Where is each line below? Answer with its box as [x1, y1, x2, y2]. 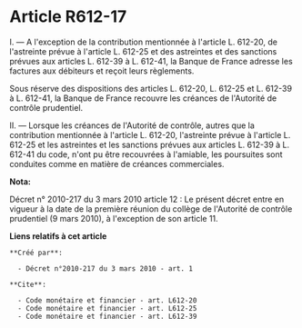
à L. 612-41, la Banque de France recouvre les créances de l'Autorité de [9, 93, 277, 104]
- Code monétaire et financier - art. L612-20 [17, 295, 197, 305]
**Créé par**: [9, 248, 64, 257]
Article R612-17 [9, 6, 127, 27]
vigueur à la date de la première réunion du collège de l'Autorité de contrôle [9, 203, 293, 214]
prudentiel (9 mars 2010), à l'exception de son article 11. [9, 213, 218, 224]
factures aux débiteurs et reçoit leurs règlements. [9, 65, 195, 76]
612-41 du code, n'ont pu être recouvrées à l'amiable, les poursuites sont [9, 148, 284, 160]
